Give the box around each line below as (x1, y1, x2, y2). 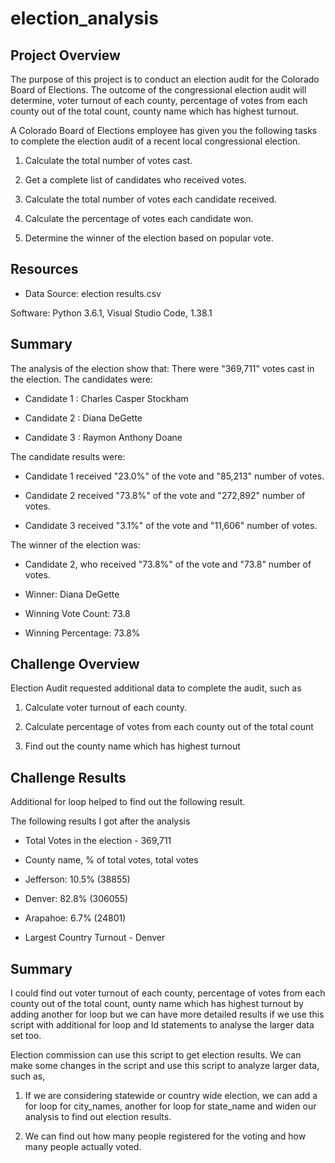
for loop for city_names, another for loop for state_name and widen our (24, 1100, 317, 1112)
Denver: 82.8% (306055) (24, 893, 129, 905)
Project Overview (10, 47, 121, 64)
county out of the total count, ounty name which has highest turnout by (10, 998, 304, 1010)
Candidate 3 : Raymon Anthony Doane (24, 431, 183, 443)
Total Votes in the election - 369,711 (24, 835, 172, 847)
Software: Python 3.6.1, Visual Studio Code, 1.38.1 (10, 307, 213, 319)
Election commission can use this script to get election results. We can (10, 1049, 302, 1061)
